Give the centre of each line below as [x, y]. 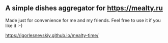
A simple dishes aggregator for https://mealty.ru [84, 8]
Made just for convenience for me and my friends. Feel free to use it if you [83, 20]
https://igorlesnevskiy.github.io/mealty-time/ [52, 35]
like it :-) [14, 25]
